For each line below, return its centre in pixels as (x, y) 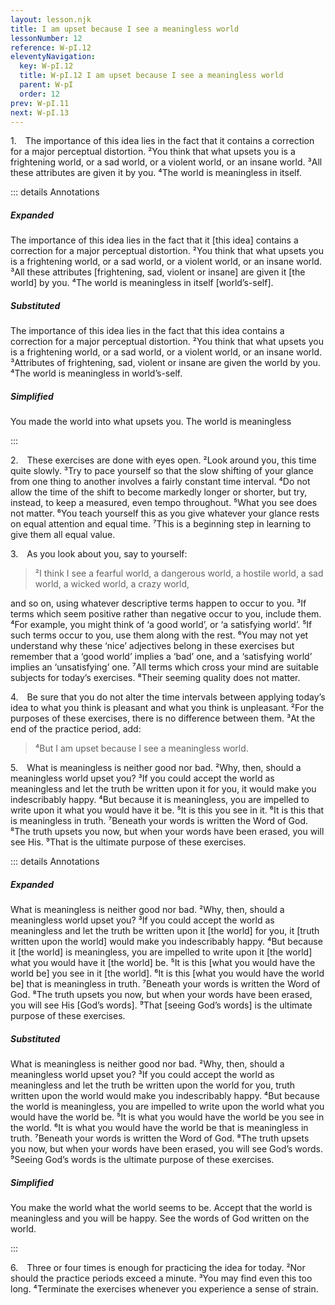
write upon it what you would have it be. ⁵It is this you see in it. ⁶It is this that (167, 810)
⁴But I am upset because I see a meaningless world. (141, 748)
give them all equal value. (63, 535)
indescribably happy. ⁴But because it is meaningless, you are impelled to (160, 800)
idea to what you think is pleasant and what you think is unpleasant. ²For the (167, 708)
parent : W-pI (46, 85)
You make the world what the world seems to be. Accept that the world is (161, 1208)
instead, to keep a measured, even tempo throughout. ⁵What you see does (164, 503)
